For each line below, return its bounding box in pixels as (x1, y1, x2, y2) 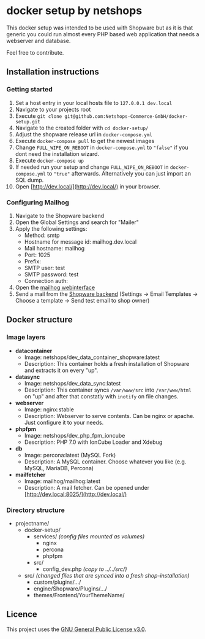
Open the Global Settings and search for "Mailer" (15, 219, 139, 226)
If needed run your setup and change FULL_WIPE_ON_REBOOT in (15, 163, 170, 171)
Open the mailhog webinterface (15, 284, 95, 291)
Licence (6, 609, 38, 620)
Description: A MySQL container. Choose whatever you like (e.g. (24, 458, 187, 465)
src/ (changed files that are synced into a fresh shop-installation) (24, 571, 190, 579)
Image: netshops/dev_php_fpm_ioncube (24, 432, 125, 439)
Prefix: (24, 257, 41, 265)
